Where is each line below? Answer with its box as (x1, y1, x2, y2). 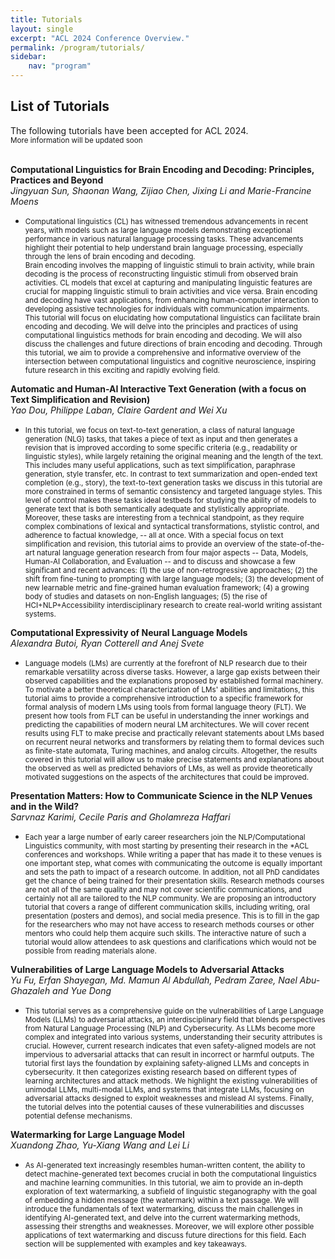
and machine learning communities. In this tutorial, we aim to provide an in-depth (24, 1177, 303, 1188)
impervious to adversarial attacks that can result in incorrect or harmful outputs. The (24, 1049, 315, 1060)
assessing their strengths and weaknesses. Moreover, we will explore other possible (24, 1221, 315, 1231)
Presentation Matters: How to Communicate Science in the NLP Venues (10, 789, 313, 801)
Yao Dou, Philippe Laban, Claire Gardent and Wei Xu (10, 404, 228, 416)
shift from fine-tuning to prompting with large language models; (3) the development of (24, 574, 325, 584)
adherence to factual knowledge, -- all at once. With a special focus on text (24, 530, 284, 540)
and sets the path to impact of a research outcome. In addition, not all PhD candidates (24, 867, 320, 877)
